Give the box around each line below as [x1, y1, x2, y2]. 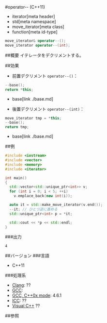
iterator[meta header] [12, 14, 55, 19]
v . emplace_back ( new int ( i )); [14, 194, 73, 199]
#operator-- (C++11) [5, 4, 45, 10]
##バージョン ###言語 [5, 253, 49, 259]
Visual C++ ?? [12, 303, 40, 309]
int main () [5, 175, 27, 180]
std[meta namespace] [12, 19, 56, 24]
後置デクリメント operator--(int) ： [12, 106, 85, 112]
